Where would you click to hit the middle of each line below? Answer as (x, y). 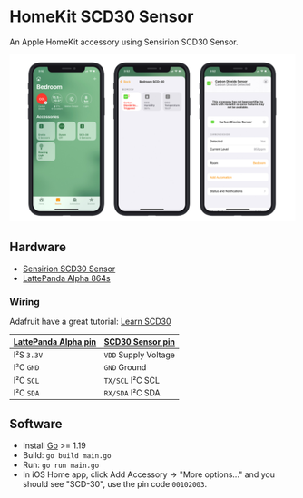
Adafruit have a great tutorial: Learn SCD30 (90, 322)
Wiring (25, 302)
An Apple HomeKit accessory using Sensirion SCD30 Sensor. (124, 42)
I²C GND (26, 367)
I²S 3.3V (28, 355)
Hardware (38, 247)
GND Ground (125, 367)
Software (36, 424)
